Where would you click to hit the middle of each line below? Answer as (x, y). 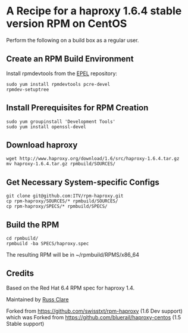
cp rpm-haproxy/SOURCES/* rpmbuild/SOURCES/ (62, 201)
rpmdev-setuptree (28, 90)
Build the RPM (33, 225)
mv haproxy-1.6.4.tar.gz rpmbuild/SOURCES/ (61, 164)
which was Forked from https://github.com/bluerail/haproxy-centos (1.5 (94, 317)
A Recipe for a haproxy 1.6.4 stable (94, 11)
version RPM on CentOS (67, 24)
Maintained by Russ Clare (37, 299)
